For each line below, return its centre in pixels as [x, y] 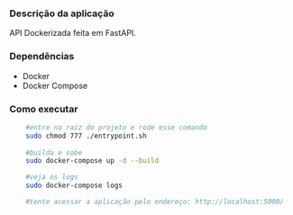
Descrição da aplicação [62, 13]
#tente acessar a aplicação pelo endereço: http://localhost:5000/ [155, 202]
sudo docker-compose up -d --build [92, 161]
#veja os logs [52, 177]
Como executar [44, 109]
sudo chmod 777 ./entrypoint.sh [86, 136]
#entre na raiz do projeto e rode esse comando [116, 127]
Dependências [42, 57]
